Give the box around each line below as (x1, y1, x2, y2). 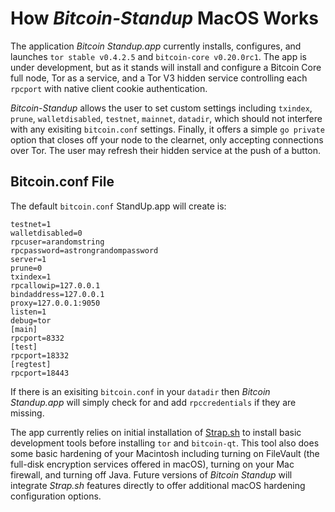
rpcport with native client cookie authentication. (10, 82, 208, 94)
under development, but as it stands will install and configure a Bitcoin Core (10, 61, 322, 73)
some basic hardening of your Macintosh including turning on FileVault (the (10, 447, 320, 459)
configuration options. (10, 490, 102, 502)
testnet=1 (10, 219, 52, 229)
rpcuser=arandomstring (10, 237, 105, 247)
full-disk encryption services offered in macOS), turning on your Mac (10, 458, 295, 470)
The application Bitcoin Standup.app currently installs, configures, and (10, 40, 302, 52)
